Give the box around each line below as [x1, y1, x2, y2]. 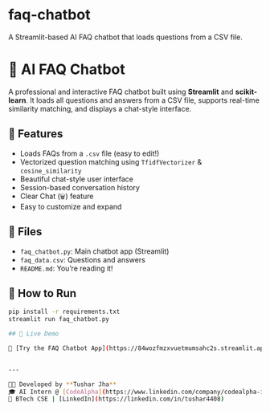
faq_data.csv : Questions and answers [19, 254, 146, 264]
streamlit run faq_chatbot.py [8, 315, 110, 324]
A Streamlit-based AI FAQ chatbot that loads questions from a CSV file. [8, 32, 243, 42]
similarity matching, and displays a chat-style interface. [8, 104, 192, 113]
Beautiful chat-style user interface [19, 174, 134, 184]
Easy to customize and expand [19, 201, 122, 211]
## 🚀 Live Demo [8, 330, 59, 338]
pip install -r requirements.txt [8, 307, 121, 316]
